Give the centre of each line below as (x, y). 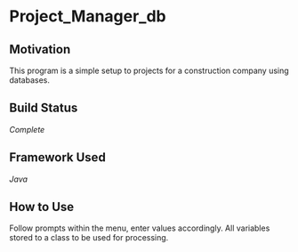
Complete (27, 129)
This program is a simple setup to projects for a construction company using (149, 70)
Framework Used (58, 158)
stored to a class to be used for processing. (89, 238)
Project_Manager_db (88, 16)
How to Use (42, 207)
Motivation (40, 49)
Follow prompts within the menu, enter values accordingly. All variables (140, 228)
